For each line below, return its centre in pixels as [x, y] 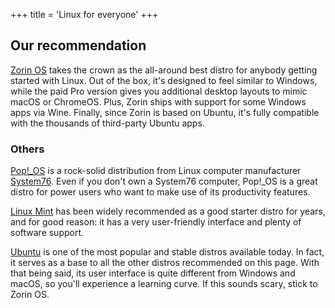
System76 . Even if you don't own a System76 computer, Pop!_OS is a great [164, 181]
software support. [47, 233]
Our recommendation [78, 45]
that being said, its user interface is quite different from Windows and [153, 273]
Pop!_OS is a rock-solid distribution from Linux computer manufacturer [156, 171]
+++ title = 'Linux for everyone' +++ [84, 14]
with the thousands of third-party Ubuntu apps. [107, 123]
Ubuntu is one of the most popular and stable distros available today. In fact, [167, 252]
